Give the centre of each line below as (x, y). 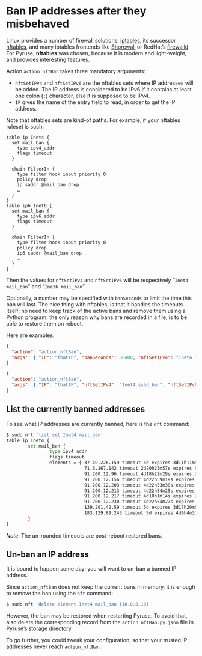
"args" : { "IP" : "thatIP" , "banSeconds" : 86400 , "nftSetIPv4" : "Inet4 (102, 357)
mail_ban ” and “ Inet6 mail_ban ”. (46, 286)
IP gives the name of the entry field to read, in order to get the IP (95, 102)
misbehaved (38, 24)
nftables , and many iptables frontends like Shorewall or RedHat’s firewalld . (98, 47)
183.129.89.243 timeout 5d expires (128, 513)
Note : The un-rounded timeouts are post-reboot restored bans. (84, 535)
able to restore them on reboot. (45, 323)
